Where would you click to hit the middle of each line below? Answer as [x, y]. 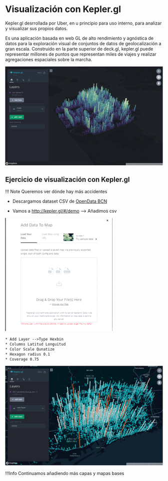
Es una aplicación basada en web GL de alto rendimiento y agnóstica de [79, 38]
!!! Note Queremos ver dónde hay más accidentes [56, 192]
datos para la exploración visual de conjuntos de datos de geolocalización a [83, 43]
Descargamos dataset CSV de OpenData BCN [60, 201]
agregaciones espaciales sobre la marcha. [49, 59]
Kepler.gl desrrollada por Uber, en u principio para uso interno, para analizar [83, 23]
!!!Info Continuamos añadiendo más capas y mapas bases [65, 473]
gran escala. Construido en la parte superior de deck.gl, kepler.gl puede [79, 49]
